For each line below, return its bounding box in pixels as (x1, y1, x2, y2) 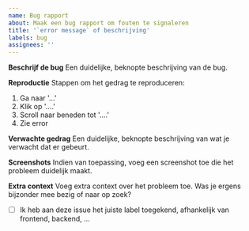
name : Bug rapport (8, 11, 69, 20)
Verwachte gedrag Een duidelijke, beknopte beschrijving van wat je (8, 134, 230, 143)
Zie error (19, 119, 49, 128)
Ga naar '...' (19, 93, 57, 103)
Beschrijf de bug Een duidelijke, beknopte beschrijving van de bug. (8, 62, 228, 72)
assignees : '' (8, 41, 55, 49)
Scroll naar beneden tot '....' (19, 110, 109, 119)
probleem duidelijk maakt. (8, 166, 92, 176)
